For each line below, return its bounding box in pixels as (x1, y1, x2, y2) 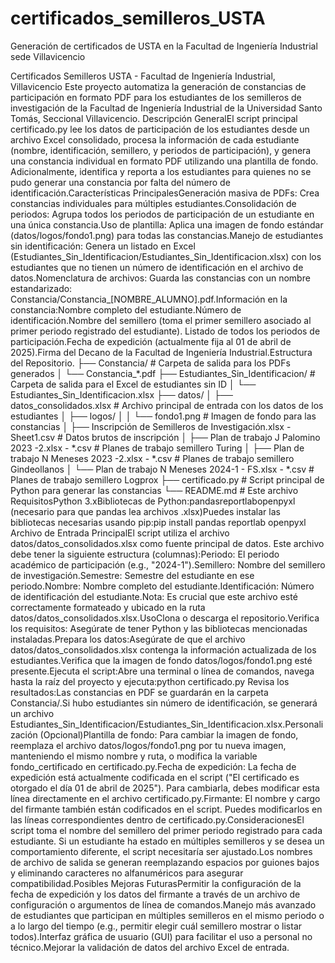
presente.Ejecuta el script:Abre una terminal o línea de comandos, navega (10, 665, 315, 677)
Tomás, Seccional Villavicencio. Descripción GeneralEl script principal (10, 112, 298, 124)
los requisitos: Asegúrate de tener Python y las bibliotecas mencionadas (10, 622, 308, 634)
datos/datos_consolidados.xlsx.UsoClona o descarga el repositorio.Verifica (10, 612, 320, 624)
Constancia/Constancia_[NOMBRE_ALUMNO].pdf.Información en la (10, 293, 288, 305)
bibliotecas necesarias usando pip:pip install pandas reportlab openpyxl (10, 516, 307, 528)
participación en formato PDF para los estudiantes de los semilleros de (10, 91, 302, 103)
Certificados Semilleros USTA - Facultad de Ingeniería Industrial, (10, 70, 276, 82)
